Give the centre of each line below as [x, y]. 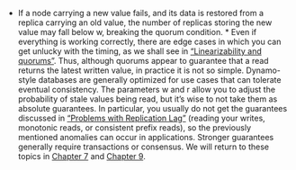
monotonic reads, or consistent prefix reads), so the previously [135, 128]
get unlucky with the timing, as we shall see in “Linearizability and [140, 51]
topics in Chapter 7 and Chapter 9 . [81, 156]
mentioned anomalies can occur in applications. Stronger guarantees [146, 137]
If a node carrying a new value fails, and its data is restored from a [140, 13]
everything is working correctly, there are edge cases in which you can [149, 41]
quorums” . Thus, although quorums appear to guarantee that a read [143, 61]
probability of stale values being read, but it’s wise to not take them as [148, 99]
